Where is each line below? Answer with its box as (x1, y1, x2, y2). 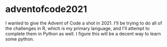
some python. (5, 36, 35, 42)
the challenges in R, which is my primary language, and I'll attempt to (5, 25, 150, 31)
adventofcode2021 (5, 3, 88, 15)
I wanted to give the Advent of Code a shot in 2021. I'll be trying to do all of (5, 20, 162, 26)
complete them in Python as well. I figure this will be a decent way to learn (5, 30, 161, 36)
